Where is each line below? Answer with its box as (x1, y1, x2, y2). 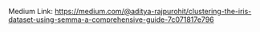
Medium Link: (8, 7, 54, 16)
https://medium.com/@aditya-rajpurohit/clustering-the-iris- (55, 7, 252, 16)
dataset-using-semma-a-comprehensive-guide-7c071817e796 (8, 15, 214, 24)
